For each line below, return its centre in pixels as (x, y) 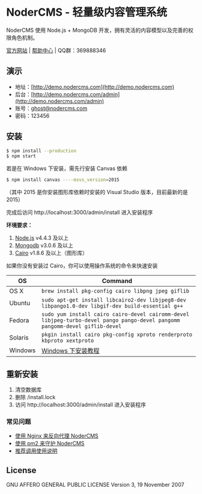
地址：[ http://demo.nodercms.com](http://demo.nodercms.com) (94, 87)
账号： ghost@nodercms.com (51, 108)
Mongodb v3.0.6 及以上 (44, 245)
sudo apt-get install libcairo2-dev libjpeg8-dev (114, 300)
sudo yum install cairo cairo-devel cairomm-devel (115, 314)
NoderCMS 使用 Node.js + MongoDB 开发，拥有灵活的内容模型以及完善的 (97, 30)
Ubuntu (20, 303)
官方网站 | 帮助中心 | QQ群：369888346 (56, 50)
